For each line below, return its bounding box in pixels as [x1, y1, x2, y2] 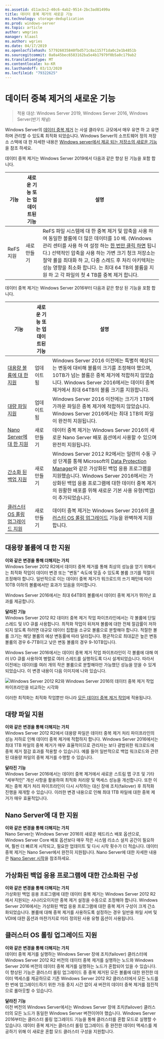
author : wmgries [5, 30, 38, 35]
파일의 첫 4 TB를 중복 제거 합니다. [65, 271, 139, 278]
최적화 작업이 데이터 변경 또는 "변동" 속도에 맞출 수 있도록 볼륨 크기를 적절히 [10, 569, 155, 576]
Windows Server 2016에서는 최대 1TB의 [52, 410, 143, 417]
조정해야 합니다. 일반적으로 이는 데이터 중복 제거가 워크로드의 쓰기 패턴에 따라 [5, 576, 152, 581]
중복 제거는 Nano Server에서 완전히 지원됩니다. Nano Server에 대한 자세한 [5, 849, 148, 855]
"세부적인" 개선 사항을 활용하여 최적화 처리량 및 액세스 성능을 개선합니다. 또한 [5, 777, 152, 783]
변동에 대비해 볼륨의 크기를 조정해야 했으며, [58, 364, 152, 371]
